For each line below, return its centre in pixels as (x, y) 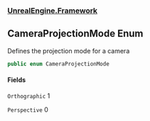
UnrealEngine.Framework (53, 11)
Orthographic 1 (29, 95)
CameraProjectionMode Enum (75, 34)
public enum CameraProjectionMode (59, 64)
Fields (17, 80)
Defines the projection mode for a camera (69, 51)
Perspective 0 (28, 110)
